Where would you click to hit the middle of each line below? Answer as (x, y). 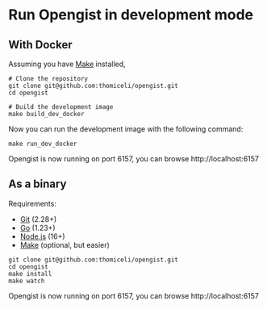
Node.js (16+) (43, 236)
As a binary (38, 184)
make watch (27, 281)
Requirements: (32, 203)
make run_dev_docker (43, 144)
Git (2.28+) (38, 219)
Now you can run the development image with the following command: (126, 129)
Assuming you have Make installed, (67, 64)
